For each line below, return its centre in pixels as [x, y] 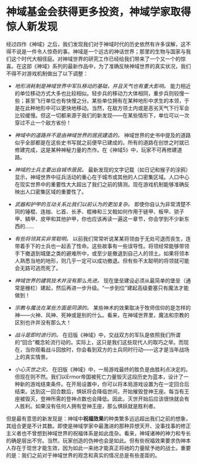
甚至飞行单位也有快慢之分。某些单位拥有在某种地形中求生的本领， [105, 100]
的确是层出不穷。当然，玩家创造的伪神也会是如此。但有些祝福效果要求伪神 [96, 441]
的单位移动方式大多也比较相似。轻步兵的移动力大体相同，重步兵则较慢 [99, 93]
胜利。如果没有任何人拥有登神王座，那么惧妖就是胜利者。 [89, 406]
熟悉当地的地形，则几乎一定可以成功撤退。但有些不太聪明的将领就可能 [104, 260]
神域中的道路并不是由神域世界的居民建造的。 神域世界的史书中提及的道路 [103, 135]
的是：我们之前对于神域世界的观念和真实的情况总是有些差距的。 [83, 455]
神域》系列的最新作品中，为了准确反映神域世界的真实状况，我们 [114, 66]
